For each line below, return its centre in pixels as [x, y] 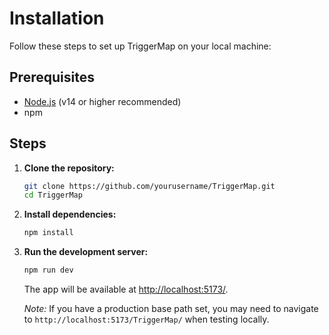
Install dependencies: [70, 214]
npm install [48, 233]
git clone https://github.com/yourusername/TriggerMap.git [149, 186]
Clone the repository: [69, 168]
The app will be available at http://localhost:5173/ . [126, 289]
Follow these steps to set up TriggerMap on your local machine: [140, 46]
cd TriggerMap [53, 195]
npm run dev [48, 270]
